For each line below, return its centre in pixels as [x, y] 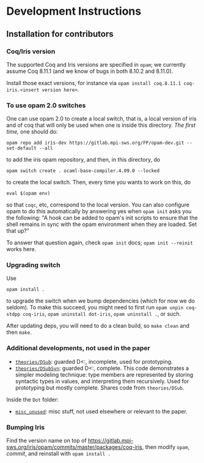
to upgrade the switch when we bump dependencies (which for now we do [101, 301]
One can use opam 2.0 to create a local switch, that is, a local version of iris [101, 119]
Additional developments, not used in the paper [78, 348]
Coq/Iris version [31, 51]
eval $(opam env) [28, 194]
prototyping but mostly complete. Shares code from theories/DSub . [100, 388]
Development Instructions [74, 11]
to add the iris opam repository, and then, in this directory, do [83, 160]
